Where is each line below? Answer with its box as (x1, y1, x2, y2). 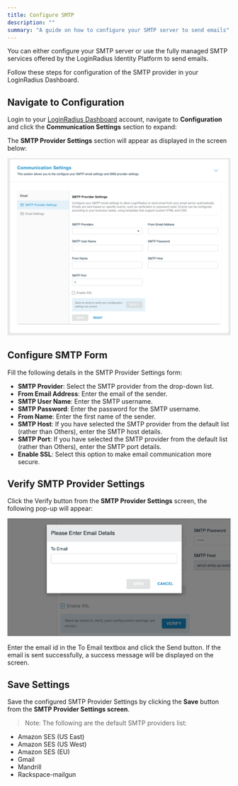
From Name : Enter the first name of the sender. (17, 412, 156, 421)
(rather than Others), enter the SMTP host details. (17, 427, 163, 436)
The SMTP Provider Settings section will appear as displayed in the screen (7, 136, 227, 145)
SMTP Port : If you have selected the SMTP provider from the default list (17, 434, 228, 443)
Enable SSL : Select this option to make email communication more (17, 450, 212, 458)
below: (7, 144, 27, 153)
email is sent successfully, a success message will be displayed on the (7, 650, 214, 659)
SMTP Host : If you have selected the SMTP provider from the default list (17, 419, 229, 428)
